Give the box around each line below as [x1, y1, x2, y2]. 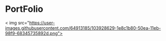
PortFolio [5, 3, 44, 15]
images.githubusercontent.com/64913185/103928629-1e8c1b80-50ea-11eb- [5, 25, 161, 31]
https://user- [29, 20, 55, 26]
